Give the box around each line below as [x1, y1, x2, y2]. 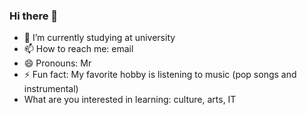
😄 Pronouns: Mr [23, 57, 92, 69]
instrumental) [23, 83, 79, 95]
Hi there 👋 [9, 9, 59, 23]
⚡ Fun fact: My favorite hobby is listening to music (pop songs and [23, 69, 297, 81]
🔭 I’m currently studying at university [23, 32, 176, 44]
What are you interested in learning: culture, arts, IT [23, 94, 237, 106]
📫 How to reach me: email [23, 43, 134, 55]
